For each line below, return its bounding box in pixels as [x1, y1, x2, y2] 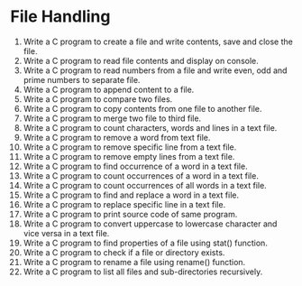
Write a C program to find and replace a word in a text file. [23, 189, 240, 200]
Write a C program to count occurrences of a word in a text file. [23, 170, 260, 181]
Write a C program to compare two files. [23, 93, 173, 105]
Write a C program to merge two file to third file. [23, 113, 202, 124]
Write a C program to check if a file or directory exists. [23, 246, 225, 258]
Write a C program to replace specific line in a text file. [23, 198, 226, 209]
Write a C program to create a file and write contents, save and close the [23, 36, 294, 47]
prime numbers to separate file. [23, 74, 141, 85]
